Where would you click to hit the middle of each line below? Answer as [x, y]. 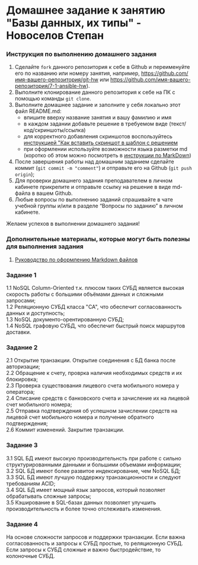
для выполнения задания [45, 247]
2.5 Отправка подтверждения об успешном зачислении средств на [92, 411]
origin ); [25, 174]
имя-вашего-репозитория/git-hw [57, 80]
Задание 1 [21, 275]
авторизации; [23, 367]
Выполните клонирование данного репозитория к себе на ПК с [95, 92]
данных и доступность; [36, 313]
